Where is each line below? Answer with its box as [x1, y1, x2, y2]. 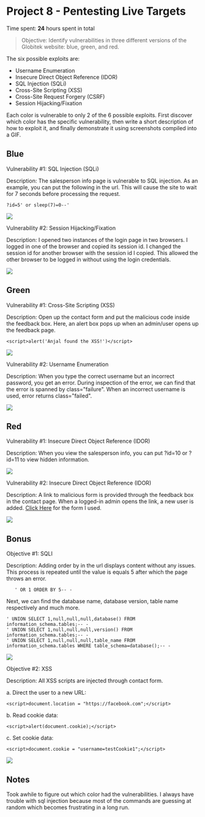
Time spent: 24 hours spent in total [6, 25, 95, 32]
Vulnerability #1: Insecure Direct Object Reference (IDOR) [6, 437, 151, 445]
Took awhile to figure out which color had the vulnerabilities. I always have [6, 791, 194, 798]
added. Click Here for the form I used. [6, 504, 102, 512]
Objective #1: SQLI [6, 550, 53, 557]
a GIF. [6, 131, 21, 138]
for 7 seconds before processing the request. [6, 190, 121, 197]
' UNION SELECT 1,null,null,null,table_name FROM [6, 638, 136, 644]
